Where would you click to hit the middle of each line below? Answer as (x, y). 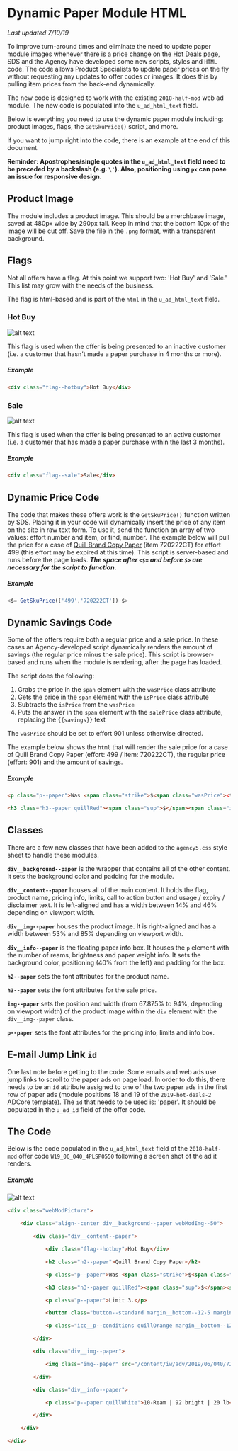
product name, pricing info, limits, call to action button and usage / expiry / (116, 897)
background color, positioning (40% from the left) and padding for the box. (117, 962)
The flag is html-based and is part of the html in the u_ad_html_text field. (114, 299)
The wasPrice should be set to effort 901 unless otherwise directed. (105, 734)
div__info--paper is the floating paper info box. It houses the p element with (118, 948)
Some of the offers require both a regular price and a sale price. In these (113, 639)
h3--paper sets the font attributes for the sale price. (82, 990)
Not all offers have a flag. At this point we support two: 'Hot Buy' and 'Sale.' (117, 278)
